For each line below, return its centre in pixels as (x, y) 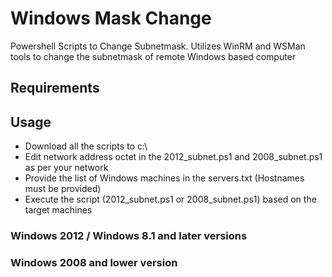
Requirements (55, 88)
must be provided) (63, 189)
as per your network (66, 168)
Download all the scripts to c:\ (86, 146)
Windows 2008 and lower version (94, 262)
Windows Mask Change (111, 18)
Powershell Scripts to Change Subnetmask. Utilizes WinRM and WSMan (158, 46)
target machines (58, 210)
